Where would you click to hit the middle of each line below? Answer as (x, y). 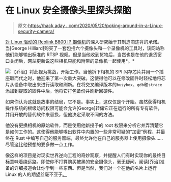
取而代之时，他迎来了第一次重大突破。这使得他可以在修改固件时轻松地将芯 (88, 78)
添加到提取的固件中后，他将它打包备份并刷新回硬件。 (61, 91)
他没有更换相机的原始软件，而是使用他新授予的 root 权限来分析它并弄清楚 (82, 125)
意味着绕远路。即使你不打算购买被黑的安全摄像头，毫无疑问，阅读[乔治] (85, 162)
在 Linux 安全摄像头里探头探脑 (68, 10)
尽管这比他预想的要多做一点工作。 (41, 144)
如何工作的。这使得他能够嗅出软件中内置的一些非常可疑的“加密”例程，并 (85, 132)
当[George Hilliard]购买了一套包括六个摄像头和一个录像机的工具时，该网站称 (85, 48)
